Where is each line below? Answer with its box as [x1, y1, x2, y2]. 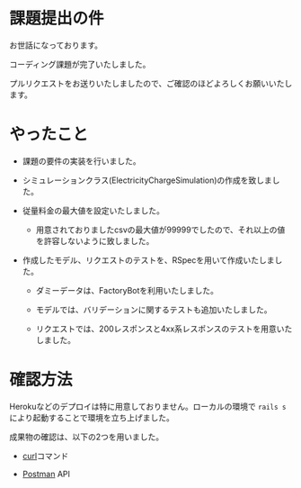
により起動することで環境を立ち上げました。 [9, 411, 175, 423]
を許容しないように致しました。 [35, 235, 155, 246]
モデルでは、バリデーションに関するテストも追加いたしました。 [35, 303, 272, 315]
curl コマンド [22, 450, 69, 461]
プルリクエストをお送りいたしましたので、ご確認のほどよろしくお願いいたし [9, 77, 293, 88]
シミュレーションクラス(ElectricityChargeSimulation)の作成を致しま [22, 175, 272, 185]
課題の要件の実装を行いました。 [22, 155, 141, 167]
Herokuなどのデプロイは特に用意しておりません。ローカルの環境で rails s [9, 401, 287, 411]
